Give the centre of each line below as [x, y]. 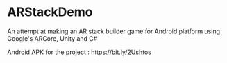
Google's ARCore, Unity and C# [52, 38]
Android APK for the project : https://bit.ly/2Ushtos [79, 52]
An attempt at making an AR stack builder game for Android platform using [114, 31]
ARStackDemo [50, 12]
